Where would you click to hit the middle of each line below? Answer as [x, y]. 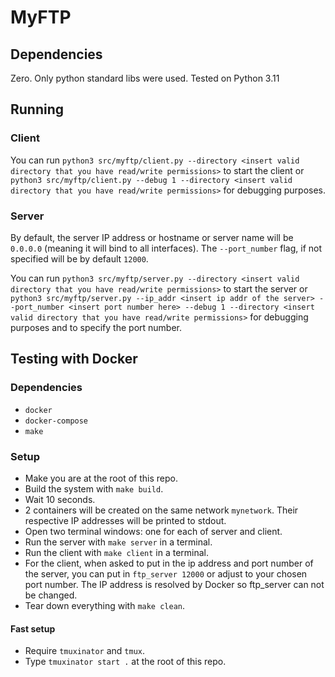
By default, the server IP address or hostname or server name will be [152, 237]
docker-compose [56, 421]
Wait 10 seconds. [60, 499]
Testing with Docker [74, 359]
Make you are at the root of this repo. [101, 478]
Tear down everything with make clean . [105, 605]
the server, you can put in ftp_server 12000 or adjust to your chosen [166, 573]
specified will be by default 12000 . [79, 258]
